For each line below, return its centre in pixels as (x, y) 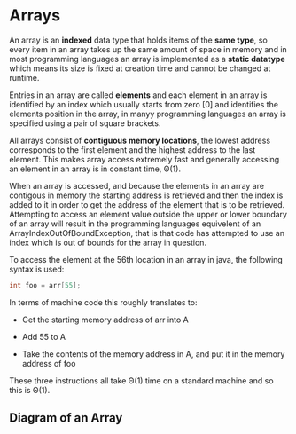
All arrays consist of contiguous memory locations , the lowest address (140, 140)
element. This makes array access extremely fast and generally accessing (144, 159)
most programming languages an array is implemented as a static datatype (147, 59)
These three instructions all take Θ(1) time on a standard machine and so (141, 380)
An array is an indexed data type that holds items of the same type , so (138, 40)
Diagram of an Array (66, 418)
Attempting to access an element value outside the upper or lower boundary (148, 214)
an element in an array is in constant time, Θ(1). (95, 169)
